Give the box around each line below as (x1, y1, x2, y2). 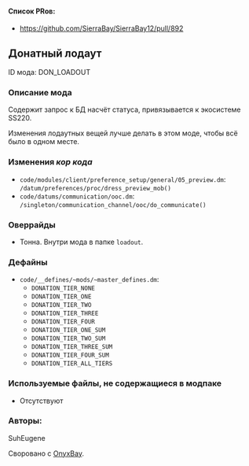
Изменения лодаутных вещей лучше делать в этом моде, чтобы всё (8, 128, 238, 138)
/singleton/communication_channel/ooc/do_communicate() (19, 201, 207, 209)
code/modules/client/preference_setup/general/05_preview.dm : (19, 174, 226, 184)
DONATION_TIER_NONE (31, 284, 96, 293)
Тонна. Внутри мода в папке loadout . (19, 237, 144, 246)
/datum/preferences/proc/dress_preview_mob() (19, 184, 171, 192)
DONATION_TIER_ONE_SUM (31, 327, 106, 335)
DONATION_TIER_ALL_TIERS (31, 360, 113, 368)
